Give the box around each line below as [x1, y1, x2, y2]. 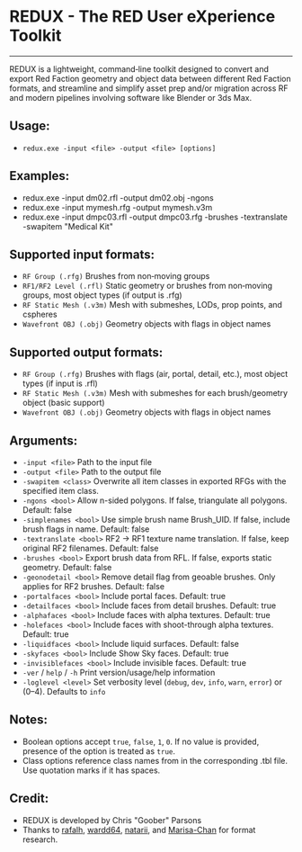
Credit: [9, 791, 49, 806]
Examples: [9, 168, 70, 184]
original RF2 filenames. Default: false [22, 543, 159, 553]
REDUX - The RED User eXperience [9, 6, 276, 27]
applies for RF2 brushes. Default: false [22, 581, 164, 591]
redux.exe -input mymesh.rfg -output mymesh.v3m [22, 202, 213, 212]
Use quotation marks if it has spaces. [22, 765, 161, 776]
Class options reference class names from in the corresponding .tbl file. [22, 755, 288, 766]
